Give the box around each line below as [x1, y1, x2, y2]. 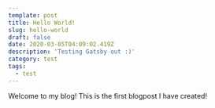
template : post [8, 11, 58, 20]
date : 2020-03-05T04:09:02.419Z [8, 41, 114, 49]
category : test [8, 56, 58, 63]
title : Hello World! [8, 19, 76, 27]
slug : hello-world [8, 26, 69, 34]
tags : [8, 63, 26, 70]
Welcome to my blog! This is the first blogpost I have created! [8, 91, 207, 100]
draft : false [8, 33, 51, 41]
